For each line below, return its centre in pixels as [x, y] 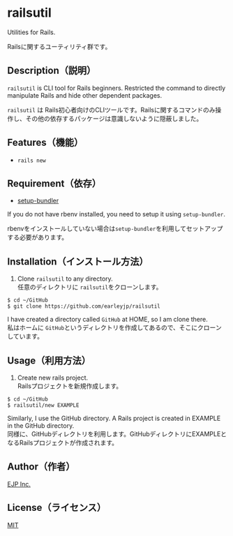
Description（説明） [52, 71]
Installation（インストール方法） [78, 261]
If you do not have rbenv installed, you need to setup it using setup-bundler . [116, 214]
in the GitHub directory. [41, 426]
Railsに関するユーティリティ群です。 [59, 46]
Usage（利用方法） [49, 360]
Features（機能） [45, 143]
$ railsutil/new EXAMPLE [43, 405]
